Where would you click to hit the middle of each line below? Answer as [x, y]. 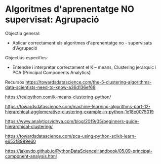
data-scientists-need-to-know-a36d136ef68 [50, 87]
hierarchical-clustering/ [29, 126]
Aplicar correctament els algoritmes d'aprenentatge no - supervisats [82, 42]
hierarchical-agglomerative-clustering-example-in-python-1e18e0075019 [80, 112]
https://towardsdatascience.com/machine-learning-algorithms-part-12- [78, 106]
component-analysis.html [31, 156]
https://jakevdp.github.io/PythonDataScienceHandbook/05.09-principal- [79, 151]
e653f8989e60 [20, 141]
